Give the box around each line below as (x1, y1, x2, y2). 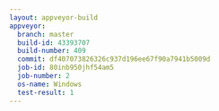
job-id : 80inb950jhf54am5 (17, 64, 115, 73)
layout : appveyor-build (9, 13, 99, 22)
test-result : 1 (17, 88, 74, 97)
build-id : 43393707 (17, 38, 91, 47)
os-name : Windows (17, 80, 83, 89)
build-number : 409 (17, 47, 87, 55)
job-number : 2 (17, 72, 70, 81)
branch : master (17, 30, 74, 38)
